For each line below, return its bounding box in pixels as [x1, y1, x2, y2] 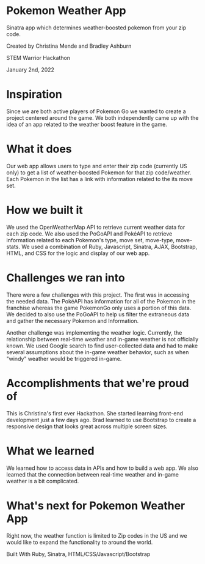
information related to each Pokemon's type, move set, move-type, [6, 236, 175, 243]
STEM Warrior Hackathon [6, 54, 71, 61]
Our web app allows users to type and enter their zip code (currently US [6, 162, 187, 169]
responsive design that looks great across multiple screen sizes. [6, 423, 168, 430]
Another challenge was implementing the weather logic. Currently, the [6, 328, 182, 336]
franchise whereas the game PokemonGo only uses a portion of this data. [6, 304, 192, 311]
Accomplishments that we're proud [6, 376, 189, 390]
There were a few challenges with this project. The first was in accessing [6, 291, 190, 299]
